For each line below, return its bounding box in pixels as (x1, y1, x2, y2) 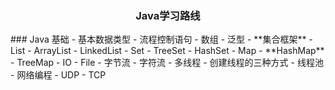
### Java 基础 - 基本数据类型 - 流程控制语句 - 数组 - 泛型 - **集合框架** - (10, 33, 313, 46)
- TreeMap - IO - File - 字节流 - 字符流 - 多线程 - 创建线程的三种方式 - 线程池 (10, 57, 324, 69)
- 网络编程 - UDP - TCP (10, 69, 107, 81)
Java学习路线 (135, 8, 201, 22)
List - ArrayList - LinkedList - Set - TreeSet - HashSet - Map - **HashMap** (10, 45, 325, 57)
